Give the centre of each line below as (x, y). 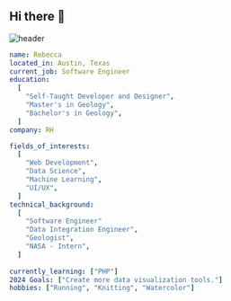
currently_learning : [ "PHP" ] (64, 271)
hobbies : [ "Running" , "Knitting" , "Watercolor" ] (102, 288)
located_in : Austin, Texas (60, 63)
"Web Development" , (62, 163)
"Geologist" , (50, 238)
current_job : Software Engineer (70, 71)
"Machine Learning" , (64, 180)
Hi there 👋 (37, 17)
